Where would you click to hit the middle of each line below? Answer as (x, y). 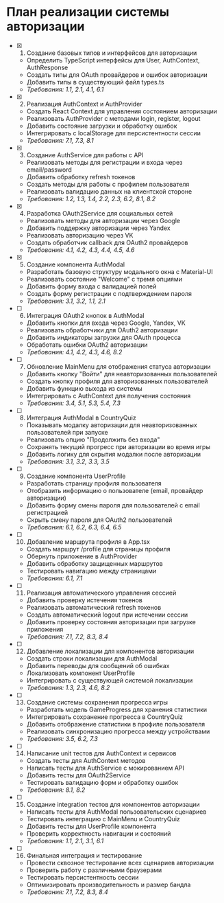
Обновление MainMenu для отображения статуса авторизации (119, 366)
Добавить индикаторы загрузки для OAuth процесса (104, 337)
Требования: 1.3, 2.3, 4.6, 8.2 (68, 687)
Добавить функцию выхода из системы (85, 388)
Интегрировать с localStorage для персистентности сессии (114, 133)
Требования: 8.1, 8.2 (56, 790)
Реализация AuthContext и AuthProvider (84, 104)
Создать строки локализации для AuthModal (92, 658)
